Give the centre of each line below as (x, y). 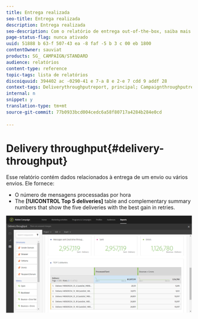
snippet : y (19, 100)
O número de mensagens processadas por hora (73, 195)
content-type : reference (37, 69)
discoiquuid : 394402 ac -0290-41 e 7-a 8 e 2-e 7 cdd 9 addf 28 (87, 81)
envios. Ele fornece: (30, 184)
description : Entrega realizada (46, 25)
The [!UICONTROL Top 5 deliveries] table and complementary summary (103, 201)
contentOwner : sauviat (34, 50)
